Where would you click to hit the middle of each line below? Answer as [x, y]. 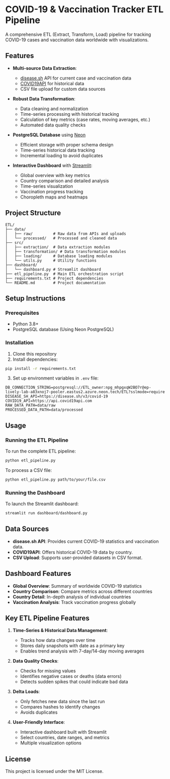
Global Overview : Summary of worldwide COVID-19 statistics [77, 586]
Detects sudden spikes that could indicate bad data [74, 682]
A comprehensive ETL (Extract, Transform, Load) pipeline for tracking [78, 34]
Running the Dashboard [35, 492]
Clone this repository [35, 354]
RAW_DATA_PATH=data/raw [31, 406]
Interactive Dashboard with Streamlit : [52, 165]
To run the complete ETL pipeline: [41, 451]
